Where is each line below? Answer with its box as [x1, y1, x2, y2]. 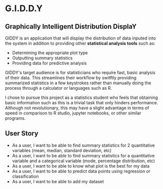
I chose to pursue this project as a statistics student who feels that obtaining [5, 94, 158, 100]
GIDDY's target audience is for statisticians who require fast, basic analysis [5, 70, 156, 76]
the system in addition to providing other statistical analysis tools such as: [5, 40, 156, 46]
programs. [5, 115, 26, 121]
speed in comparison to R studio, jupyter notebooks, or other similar [5, 110, 142, 116]
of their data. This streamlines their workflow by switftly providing [5, 75, 137, 80]
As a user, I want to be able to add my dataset [12, 178, 104, 184]
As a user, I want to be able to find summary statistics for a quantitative [12, 152, 155, 158]
